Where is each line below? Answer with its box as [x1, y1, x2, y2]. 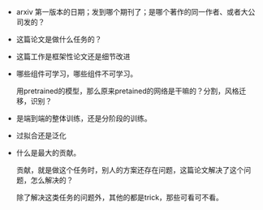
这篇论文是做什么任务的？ [15, 35, 102, 44]
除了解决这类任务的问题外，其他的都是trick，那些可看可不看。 [15, 193, 223, 202]
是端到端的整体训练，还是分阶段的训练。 [15, 114, 152, 123]
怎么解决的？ [30, 175, 74, 185]
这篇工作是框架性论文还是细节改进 [15, 52, 131, 61]
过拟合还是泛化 [15, 131, 67, 140]
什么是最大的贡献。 [15, 148, 81, 157]
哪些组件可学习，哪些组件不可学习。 [15, 69, 138, 79]
